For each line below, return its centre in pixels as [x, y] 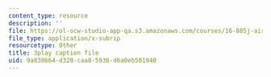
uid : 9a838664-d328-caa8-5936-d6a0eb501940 [83, 61]
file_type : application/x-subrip [65, 38]
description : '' [35, 23]
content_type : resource [48, 16]
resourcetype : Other [43, 46]
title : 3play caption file [54, 53]
